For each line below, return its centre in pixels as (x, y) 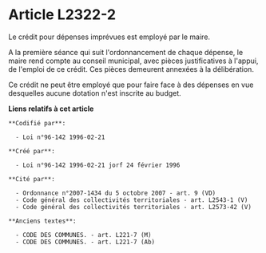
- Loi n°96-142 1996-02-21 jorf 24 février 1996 (98, 165)
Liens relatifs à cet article (51, 109)
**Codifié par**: (37, 123)
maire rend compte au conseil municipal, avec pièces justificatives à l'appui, (133, 61)
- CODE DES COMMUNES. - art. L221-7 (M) (83, 235)
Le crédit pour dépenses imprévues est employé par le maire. (109, 37)
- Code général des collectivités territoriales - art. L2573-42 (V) (133, 207)
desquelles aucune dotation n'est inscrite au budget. (95, 93)
